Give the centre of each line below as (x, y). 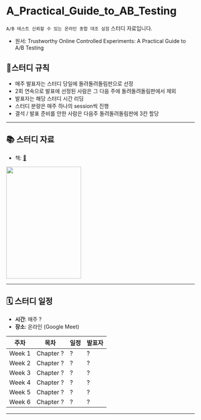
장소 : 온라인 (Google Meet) (47, 327)
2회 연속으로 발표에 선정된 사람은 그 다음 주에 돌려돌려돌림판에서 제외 (95, 91)
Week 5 (20, 393)
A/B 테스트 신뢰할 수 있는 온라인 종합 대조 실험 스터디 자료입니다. (79, 28)
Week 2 (20, 363)
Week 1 (20, 354)
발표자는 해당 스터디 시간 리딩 (49, 98)
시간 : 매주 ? (28, 319)
